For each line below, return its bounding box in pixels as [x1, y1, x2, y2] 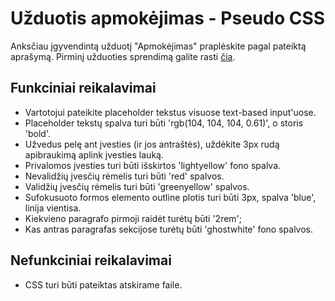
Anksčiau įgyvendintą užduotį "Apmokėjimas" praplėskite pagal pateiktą [10, 40, 307, 52]
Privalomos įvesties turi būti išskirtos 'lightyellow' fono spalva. [24, 159, 282, 171]
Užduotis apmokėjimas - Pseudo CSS [10, 7, 326, 30]
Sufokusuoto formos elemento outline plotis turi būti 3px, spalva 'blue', [24, 191, 317, 203]
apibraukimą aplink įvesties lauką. [24, 148, 164, 161]
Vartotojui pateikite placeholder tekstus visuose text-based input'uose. [24, 106, 317, 118]
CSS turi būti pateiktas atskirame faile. [24, 278, 183, 291]
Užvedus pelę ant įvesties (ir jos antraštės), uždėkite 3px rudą [24, 138, 280, 150]
